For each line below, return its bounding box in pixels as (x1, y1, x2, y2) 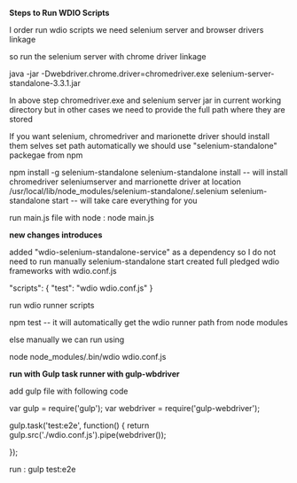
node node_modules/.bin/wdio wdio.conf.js (9, 352, 167, 362)
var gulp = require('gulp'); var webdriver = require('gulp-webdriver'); (9, 403, 260, 413)
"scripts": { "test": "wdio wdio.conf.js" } (9, 283, 153, 293)
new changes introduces (9, 230, 103, 240)
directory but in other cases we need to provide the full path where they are (9, 105, 285, 114)
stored (9, 114, 33, 124)
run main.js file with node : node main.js (9, 213, 155, 222)
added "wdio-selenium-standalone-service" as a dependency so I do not (9, 247, 277, 257)
